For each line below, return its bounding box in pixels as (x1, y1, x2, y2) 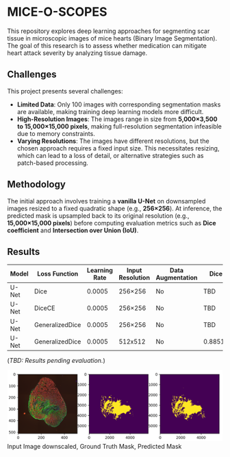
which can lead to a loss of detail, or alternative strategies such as (16, 151, 204, 159)
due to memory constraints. (16, 129, 96, 137)
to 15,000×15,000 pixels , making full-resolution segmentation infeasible (16, 122, 222, 131)
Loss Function (37, 269, 79, 278)
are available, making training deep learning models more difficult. (16, 107, 204, 115)
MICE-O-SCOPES (7, 4, 107, 20)
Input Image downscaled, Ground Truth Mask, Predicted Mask (7, 443, 182, 451)
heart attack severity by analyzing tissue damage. (7, 49, 148, 57)
